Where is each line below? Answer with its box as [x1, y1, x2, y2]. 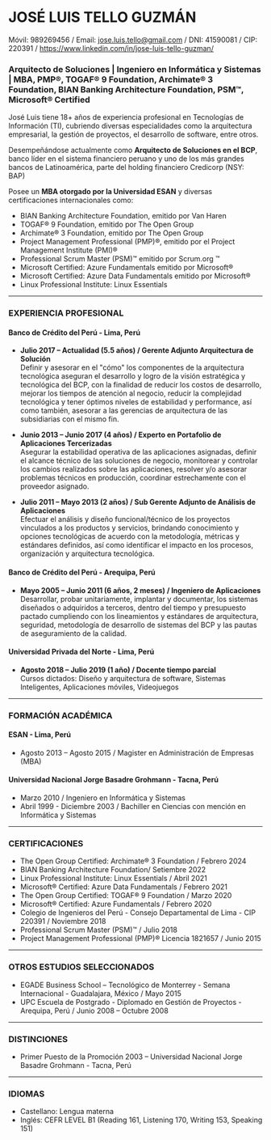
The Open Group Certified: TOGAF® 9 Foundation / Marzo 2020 [19, 891, 232, 901]
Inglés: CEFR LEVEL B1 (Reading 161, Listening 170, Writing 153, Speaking [19, 1115, 263, 1125]
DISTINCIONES [8, 1033, 69, 1045]
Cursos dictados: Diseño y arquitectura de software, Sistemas [19, 673, 226, 683]
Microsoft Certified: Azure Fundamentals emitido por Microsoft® [19, 263, 234, 273]
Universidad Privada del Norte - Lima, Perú [8, 647, 155, 657]
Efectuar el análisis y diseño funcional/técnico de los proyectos [19, 515, 231, 524]
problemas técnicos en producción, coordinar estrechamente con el [19, 473, 246, 483]
